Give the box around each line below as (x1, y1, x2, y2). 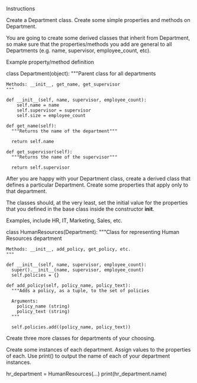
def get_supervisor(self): (6, 149, 73, 155)
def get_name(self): (6, 123, 57, 129)
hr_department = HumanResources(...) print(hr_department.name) (6, 371, 167, 377)
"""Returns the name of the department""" (11, 128, 118, 134)
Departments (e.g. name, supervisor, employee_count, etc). (6, 47, 151, 54)
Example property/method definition (6, 59, 95, 65)
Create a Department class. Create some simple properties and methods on (6, 17, 190, 23)
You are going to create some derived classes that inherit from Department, (6, 34, 190, 41)
